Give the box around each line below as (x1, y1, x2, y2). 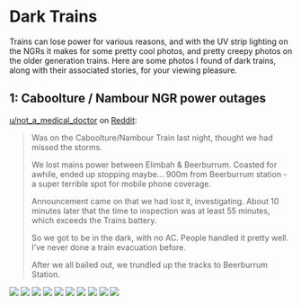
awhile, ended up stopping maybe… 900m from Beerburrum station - (31, 168, 288, 179)
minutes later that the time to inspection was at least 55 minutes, (31, 205, 270, 216)
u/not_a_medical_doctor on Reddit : (9, 114, 137, 125)
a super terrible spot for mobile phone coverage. (31, 178, 211, 189)
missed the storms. (31, 141, 103, 152)
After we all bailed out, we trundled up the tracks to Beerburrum (31, 259, 268, 270)
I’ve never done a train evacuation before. (31, 241, 187, 253)
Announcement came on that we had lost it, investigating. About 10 (31, 195, 279, 206)
